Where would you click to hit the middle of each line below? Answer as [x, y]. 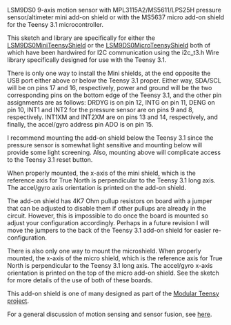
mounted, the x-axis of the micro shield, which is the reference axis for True [115, 258]
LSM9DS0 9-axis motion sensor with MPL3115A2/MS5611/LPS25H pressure [114, 10]
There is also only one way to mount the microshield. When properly [104, 251]
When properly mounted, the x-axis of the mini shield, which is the [102, 173]
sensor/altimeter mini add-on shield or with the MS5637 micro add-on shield [116, 17]
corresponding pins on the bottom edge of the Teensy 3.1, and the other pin [114, 95]
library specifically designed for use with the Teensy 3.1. [87, 60]
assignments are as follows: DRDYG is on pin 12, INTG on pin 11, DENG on [111, 102]
